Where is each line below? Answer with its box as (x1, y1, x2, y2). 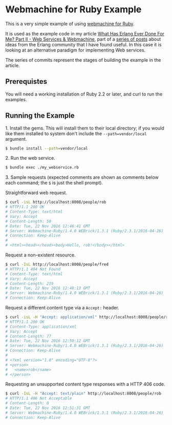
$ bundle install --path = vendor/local (5, 145, 88, 151)
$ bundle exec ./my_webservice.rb (5, 165, 79, 170)
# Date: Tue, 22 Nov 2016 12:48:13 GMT (5, 286, 91, 291)
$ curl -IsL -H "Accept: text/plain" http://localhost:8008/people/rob (5, 391, 161, 396)
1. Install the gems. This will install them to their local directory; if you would (5, 125, 165, 131)
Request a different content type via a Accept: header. (5, 305, 119, 311)
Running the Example (5, 112, 75, 120)
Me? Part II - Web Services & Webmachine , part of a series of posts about (5, 36, 161, 42)
